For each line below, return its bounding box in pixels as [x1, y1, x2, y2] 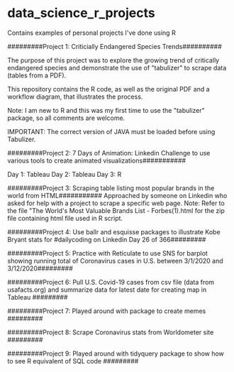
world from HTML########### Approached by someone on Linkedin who [7, 191, 228, 199]
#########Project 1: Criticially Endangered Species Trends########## [7, 42, 222, 50]
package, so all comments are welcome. [7, 114, 126, 122]
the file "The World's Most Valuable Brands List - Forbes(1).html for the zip [7, 206, 225, 214]
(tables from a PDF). [7, 71, 67, 80]
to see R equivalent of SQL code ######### [7, 356, 139, 365]
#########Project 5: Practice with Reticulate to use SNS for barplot [7, 248, 208, 257]
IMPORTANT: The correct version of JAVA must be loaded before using [7, 127, 216, 136]
